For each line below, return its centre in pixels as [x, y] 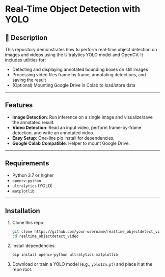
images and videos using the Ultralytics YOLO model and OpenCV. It [74, 55]
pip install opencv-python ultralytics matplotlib [65, 255]
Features [19, 105]
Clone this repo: [28, 223]
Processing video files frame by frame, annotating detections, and [79, 75]
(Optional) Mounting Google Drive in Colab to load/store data [74, 85]
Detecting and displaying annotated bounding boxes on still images [80, 69]
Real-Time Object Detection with [73, 9]
